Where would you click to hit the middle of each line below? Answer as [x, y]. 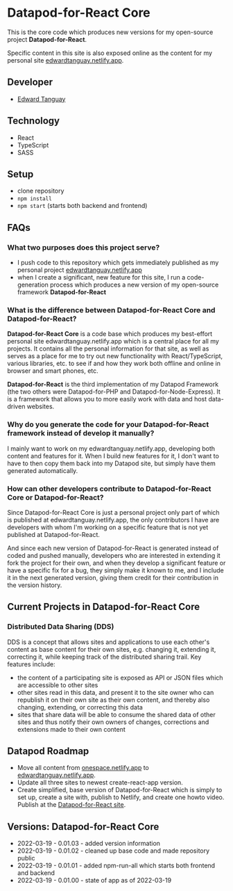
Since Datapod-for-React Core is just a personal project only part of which [113, 512]
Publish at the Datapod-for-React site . [71, 805]
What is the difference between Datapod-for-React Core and [111, 310]
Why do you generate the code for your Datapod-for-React [108, 424]
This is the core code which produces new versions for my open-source [110, 32]
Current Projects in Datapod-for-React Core [104, 607]
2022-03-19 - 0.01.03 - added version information [89, 844]
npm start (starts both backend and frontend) [82, 206]
